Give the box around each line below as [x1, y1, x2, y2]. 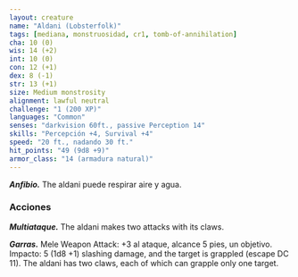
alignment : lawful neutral [9, 96, 110, 105]
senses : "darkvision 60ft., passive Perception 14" [9, 122, 205, 130]
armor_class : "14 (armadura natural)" [9, 154, 153, 164]
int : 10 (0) [9, 55, 54, 63]
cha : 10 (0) [9, 38, 54, 47]
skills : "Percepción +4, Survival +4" [9, 130, 153, 138]
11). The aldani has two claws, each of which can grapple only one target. [9, 257, 279, 268]
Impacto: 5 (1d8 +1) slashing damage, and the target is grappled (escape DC [9, 248, 289, 259]
